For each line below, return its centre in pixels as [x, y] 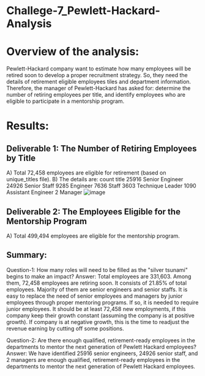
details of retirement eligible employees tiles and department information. [99, 82]
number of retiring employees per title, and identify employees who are [96, 95]
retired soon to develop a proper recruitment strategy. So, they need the [97, 75]
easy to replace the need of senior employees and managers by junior [95, 296]
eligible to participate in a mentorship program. [65, 101]
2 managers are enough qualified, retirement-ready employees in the [93, 359]
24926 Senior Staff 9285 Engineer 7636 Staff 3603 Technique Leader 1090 [102, 186]
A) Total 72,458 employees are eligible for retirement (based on [86, 173]
